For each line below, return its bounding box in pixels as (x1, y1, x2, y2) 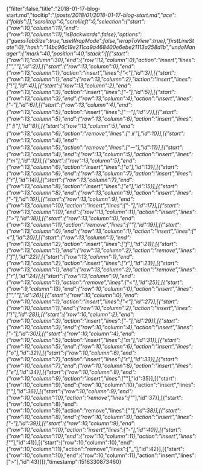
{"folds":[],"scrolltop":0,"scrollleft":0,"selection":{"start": (6, 18, 146, 25)
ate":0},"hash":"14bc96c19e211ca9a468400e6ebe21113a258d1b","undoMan (6, 43, 196, 51)
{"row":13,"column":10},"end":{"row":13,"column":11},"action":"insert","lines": (6, 208, 197, 215)
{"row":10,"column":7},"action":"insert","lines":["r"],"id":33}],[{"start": (6, 356, 179, 362)
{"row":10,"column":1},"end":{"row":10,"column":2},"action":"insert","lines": (6, 305, 192, 311)
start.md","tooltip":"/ (6, 11, 57, 19)
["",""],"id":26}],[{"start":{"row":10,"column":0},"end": (6, 292, 139, 299)
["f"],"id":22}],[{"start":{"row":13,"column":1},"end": (6, 253, 134, 260)
